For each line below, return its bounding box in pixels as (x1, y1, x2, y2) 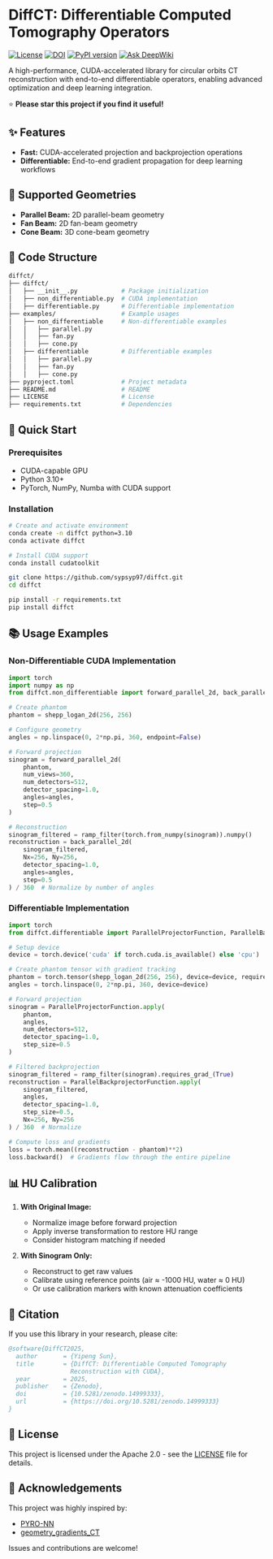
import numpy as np (8, 681, 75, 690)
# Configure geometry (8, 725, 82, 734)
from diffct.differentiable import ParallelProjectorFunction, (8, 929, 227, 937)
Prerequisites (8, 447, 63, 458)
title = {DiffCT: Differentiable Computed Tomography (15, 1359, 227, 1368)
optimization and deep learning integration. (8, 83, 153, 93)
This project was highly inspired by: (8, 1503, 128, 1513)
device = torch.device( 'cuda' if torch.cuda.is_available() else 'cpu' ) (8, 951, 260, 959)
